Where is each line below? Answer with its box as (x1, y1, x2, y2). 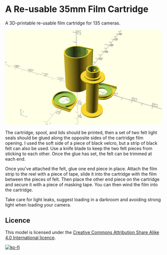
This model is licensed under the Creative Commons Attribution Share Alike (5, 230, 160, 236)
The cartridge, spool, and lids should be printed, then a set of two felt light (5, 129, 158, 135)
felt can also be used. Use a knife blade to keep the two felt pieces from (5, 145, 153, 151)
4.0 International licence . (5, 235, 56, 241)
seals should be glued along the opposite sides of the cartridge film (5, 135, 144, 141)
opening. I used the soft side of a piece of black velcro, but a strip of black (5, 140, 158, 146)
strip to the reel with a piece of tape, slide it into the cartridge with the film (5, 171, 157, 177)
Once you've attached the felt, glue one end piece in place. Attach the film (5, 166, 158, 172)
